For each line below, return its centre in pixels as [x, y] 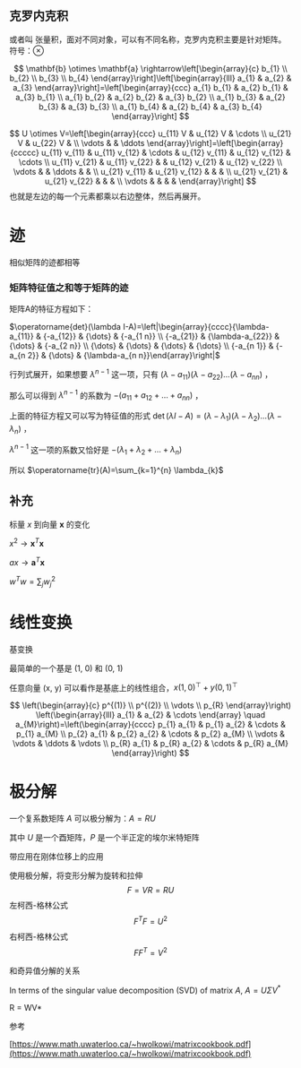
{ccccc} [25, 152]
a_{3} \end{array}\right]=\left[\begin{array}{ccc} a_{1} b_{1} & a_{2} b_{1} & [150, 87]
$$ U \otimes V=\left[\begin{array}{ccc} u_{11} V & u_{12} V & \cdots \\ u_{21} [150, 133]
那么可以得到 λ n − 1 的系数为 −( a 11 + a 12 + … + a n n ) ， [106, 395]
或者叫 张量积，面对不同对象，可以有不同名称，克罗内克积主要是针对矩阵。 [148, 39]
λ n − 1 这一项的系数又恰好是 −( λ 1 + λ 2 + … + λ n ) [96, 450]
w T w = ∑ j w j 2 [33, 581]
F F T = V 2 [150, 952]
